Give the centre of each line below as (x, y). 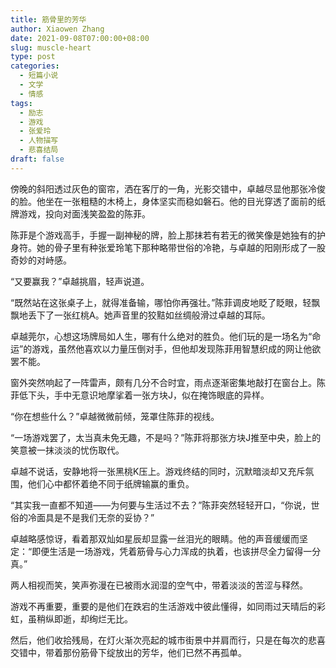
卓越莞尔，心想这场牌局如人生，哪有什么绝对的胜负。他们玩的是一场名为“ (161, 336)
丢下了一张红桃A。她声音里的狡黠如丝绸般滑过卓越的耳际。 (149, 315)
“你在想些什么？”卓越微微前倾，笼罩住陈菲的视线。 (115, 416)
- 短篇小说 (39, 76)
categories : (35, 66)
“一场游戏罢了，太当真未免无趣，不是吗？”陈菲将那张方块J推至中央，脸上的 (166, 437)
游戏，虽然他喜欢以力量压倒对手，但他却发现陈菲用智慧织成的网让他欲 (176, 348)
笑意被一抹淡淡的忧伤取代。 (67, 450)
